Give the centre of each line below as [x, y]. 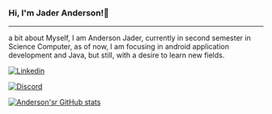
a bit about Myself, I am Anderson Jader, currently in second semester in [130, 38]
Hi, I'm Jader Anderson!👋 [59, 13]
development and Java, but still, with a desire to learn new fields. [117, 55]
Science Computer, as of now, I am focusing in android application [119, 47]
